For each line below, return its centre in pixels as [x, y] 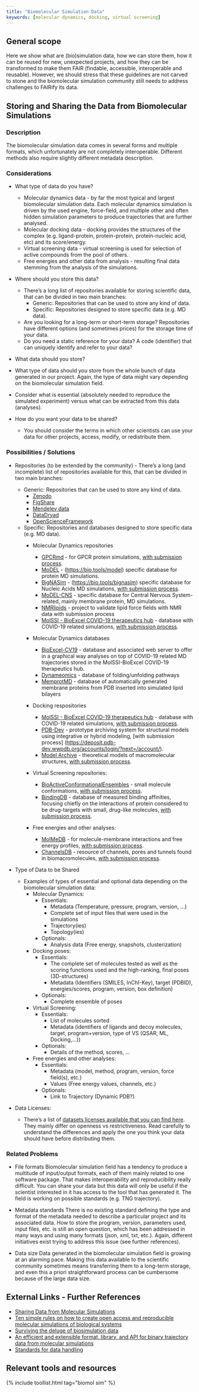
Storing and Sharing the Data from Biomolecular [97, 106]
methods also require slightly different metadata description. [80, 158]
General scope [34, 41]
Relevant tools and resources [61, 1368]
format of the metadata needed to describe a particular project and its [100, 1216]
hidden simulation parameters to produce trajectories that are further [108, 217]
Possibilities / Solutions [41, 452]
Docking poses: [52, 951]
